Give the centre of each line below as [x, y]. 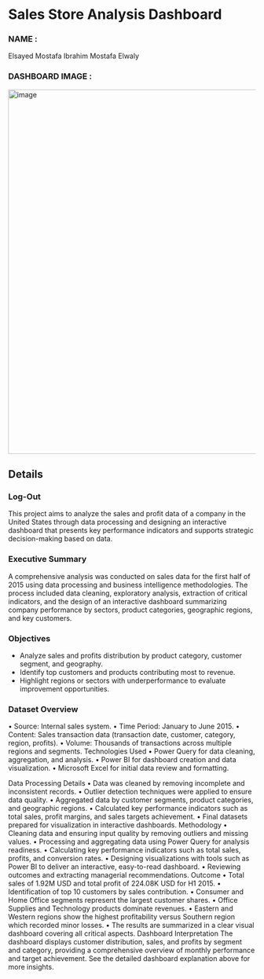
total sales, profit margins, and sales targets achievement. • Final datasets [128, 817]
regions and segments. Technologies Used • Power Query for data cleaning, [132, 751]
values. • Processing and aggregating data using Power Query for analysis [129, 841]
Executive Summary [48, 559]
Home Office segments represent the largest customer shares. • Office [123, 900]
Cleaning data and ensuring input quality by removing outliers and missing [128, 834]
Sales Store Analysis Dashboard [115, 15]
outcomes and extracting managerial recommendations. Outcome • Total [126, 875]
